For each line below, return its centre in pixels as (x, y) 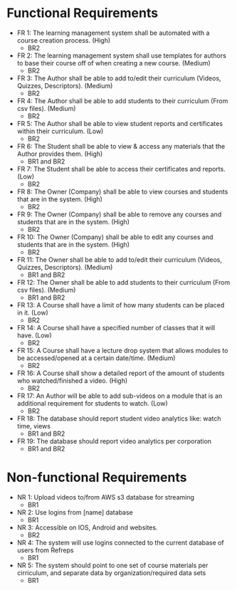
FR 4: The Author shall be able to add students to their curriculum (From (122, 100)
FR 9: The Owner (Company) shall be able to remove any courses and (119, 214)
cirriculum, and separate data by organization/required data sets (111, 573)
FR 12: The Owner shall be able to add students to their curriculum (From (123, 282)
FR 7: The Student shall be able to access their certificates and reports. (121, 169)
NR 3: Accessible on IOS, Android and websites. (87, 527)
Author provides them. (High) (60, 154)
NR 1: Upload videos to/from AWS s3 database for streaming (106, 497)
